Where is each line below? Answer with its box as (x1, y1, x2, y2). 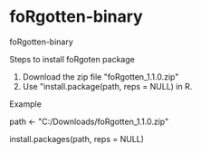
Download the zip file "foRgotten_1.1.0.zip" (22, 71, 179, 82)
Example (9, 98, 43, 110)
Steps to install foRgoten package (9, 53, 136, 64)
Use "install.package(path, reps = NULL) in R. (22, 81, 193, 91)
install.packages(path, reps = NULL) (9, 133, 145, 144)
